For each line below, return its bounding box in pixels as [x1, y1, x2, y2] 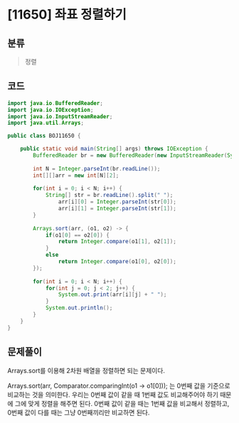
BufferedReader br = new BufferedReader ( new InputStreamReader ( [33, 152, 228, 159]
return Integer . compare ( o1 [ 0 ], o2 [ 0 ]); [58, 258, 176, 265]
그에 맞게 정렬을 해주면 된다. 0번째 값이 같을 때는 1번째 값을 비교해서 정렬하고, [14, 399, 230, 407]
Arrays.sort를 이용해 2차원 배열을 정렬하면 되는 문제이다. [7, 366, 166, 374]
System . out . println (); [45, 305, 113, 312]
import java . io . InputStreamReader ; [7, 113, 113, 120]
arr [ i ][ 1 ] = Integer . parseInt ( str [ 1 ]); [58, 205, 176, 213]
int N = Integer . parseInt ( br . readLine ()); [33, 165, 161, 172]
